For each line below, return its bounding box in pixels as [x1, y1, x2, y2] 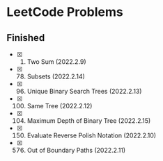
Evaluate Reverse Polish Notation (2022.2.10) [26, 131, 157, 139]
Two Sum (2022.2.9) [26, 58, 86, 66]
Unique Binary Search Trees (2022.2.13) [26, 87, 142, 95]
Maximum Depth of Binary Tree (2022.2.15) [26, 117, 151, 125]
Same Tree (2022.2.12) [26, 102, 93, 110]
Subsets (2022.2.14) [26, 72, 85, 80]
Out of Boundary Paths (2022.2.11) [26, 146, 126, 154]
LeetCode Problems [6, 4, 123, 20]
